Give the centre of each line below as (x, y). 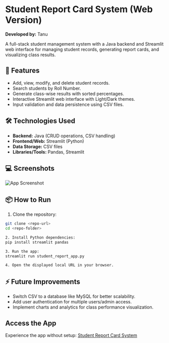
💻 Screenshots (30, 168)
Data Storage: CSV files (38, 146)
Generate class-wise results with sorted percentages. (68, 93)
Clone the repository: (35, 214)
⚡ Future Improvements (43, 281)
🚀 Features (22, 71)
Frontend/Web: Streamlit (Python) (48, 141)
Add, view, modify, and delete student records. (61, 83)
